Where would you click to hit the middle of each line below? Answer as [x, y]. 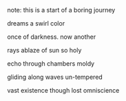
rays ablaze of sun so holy [44, 50]
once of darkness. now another [52, 37]
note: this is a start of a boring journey [61, 10]
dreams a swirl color [36, 23]
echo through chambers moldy [51, 64]
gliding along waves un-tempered [55, 77]
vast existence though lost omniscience [63, 90]
